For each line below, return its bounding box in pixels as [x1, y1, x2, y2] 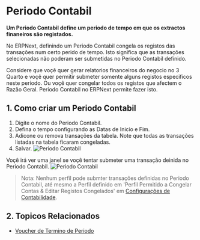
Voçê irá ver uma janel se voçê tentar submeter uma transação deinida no [6, 156, 189, 164]
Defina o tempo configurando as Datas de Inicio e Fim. [14, 125, 150, 133]
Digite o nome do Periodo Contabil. [14, 119, 102, 126]
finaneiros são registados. [6, 30, 73, 37]
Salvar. [14, 144, 32, 152]
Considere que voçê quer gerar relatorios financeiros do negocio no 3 [6, 66, 180, 73]
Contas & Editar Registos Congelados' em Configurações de [20, 187, 170, 194]
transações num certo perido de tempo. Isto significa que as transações [6, 48, 184, 55]
